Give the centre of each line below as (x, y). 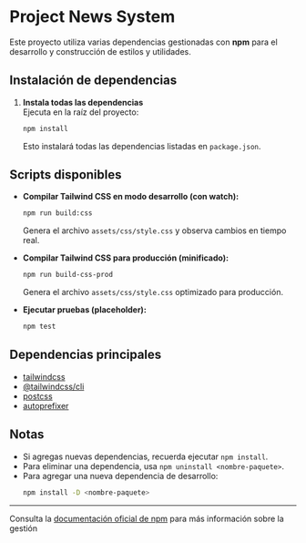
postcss (37, 396)
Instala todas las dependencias (83, 102)
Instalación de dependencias (93, 81)
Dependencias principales (86, 355)
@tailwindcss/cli (53, 386)
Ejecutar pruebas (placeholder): (85, 310)
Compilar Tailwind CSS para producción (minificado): (126, 258)
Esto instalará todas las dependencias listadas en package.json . (142, 146)
